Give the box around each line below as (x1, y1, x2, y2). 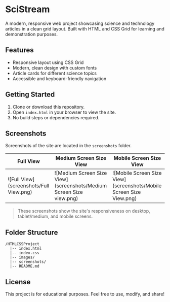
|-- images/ (10, 255, 35, 260)
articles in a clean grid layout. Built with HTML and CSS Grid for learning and (5, 25, 164, 31)
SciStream (5, 4, 50, 15)
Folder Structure (5, 228, 58, 237)
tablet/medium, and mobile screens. (17, 213, 93, 219)
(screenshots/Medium (54, 182, 107, 189)
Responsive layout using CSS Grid (12, 59, 84, 65)
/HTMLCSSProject (5, 242, 39, 247)
